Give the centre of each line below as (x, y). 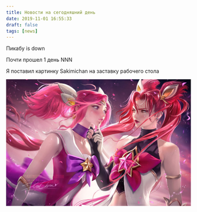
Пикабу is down (26, 48)
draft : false (22, 25)
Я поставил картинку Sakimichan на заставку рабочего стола (83, 71)
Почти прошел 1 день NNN (39, 60)
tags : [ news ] (22, 31)
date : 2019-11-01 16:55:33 (39, 18)
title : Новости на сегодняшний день (51, 12)
